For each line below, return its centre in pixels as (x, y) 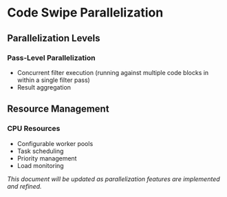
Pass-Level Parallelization (51, 58)
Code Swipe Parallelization (85, 13)
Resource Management (58, 109)
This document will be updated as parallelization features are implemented (113, 179)
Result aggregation (44, 87)
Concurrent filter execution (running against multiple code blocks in (113, 72)
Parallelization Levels (54, 38)
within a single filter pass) (54, 80)
